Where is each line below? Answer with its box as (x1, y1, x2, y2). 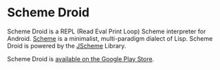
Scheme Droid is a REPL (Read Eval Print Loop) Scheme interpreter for (7, 27, 206, 35)
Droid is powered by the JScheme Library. (7, 41, 126, 50)
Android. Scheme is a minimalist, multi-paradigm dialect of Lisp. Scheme (7, 34, 213, 42)
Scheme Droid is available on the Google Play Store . (7, 54, 155, 63)
